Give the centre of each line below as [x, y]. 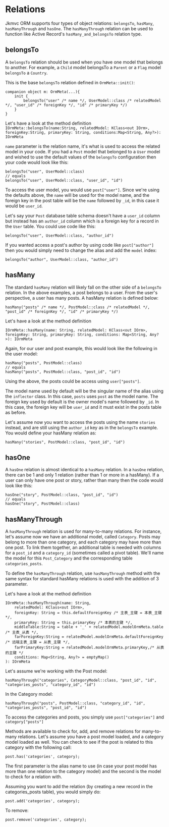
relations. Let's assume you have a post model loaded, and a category [91, 737]
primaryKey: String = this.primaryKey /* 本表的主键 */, [73, 623]
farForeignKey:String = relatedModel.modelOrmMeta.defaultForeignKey [89, 637]
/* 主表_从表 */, [22, 632]
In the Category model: [29, 694]
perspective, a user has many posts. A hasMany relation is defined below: [82, 298]
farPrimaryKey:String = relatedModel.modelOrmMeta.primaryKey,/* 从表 [89, 648]
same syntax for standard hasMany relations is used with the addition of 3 [82, 579]
